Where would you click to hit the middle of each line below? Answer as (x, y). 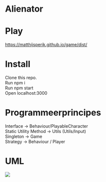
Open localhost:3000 (26, 93)
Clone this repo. (21, 78)
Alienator (24, 9)
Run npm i (15, 83)
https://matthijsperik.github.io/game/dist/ (46, 45)
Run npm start (19, 88)
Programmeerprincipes (53, 113)
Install (18, 64)
